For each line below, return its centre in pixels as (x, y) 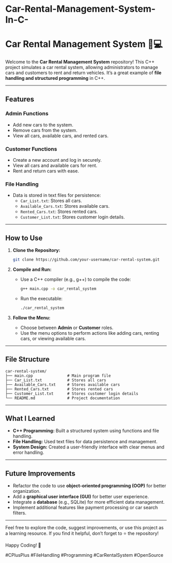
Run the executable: (41, 298)
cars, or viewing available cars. (53, 338)
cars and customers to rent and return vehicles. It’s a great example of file (83, 73)
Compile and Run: (32, 270)
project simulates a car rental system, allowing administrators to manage (82, 68)
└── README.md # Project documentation (63, 398)
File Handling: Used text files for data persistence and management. (85, 442)
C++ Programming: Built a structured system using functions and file (86, 431)
